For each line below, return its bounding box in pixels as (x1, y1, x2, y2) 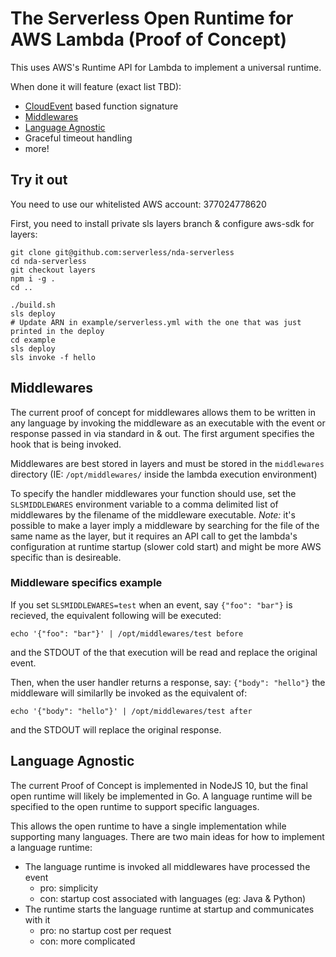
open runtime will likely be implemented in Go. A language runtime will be (10, 790, 313, 802)
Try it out (10, 172, 68, 189)
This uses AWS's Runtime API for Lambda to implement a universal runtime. (10, 61, 322, 73)
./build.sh (10, 300, 56, 310)
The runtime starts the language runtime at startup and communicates (24, 903, 315, 915)
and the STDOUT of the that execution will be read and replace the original (10, 646, 318, 658)
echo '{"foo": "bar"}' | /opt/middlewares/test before (10, 628, 244, 639)
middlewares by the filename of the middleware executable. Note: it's (10, 508, 296, 521)
